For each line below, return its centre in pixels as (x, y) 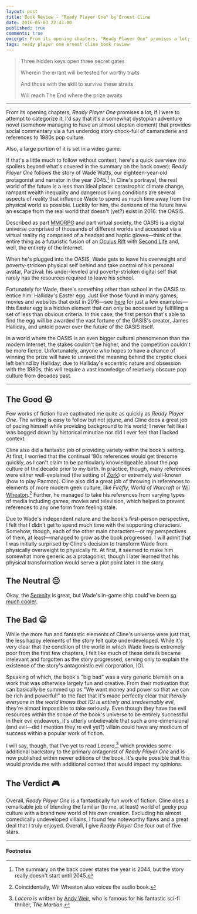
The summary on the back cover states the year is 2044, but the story (99, 869)
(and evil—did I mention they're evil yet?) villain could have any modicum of (97, 727)
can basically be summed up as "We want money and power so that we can (98, 689)
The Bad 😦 (26, 620)
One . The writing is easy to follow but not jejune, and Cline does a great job (97, 420)
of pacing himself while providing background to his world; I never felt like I (97, 426)
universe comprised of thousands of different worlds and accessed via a (94, 229)
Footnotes (19, 850)
